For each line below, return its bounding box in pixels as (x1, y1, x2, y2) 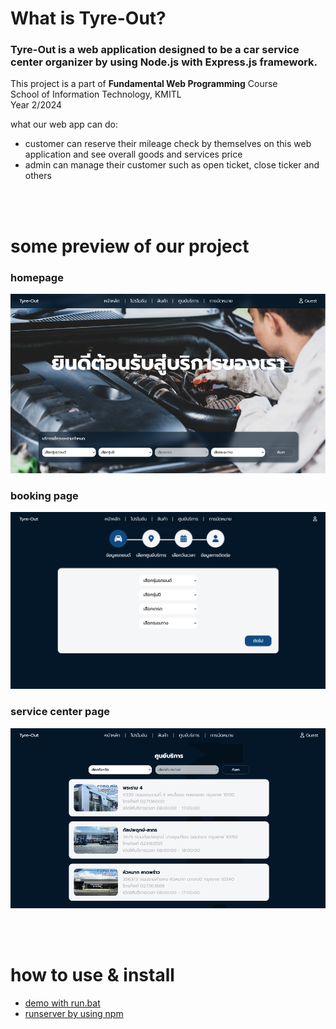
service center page (10, 705, 111, 719)
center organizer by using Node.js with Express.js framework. (10, 55, 318, 69)
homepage (10, 270, 64, 284)
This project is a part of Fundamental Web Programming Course (10, 78, 278, 90)
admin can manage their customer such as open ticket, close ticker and (24, 159, 320, 171)
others (24, 170, 52, 182)
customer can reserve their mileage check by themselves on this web (24, 138, 312, 150)
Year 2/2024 (10, 99, 63, 111)
